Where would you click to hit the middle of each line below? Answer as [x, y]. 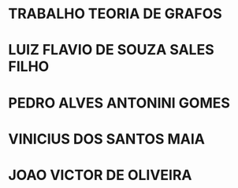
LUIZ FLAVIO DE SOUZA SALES [111, 50]
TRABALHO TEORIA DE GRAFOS [115, 14]
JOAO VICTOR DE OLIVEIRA [100, 175]
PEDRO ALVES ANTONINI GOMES [119, 103]
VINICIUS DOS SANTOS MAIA [107, 139]
